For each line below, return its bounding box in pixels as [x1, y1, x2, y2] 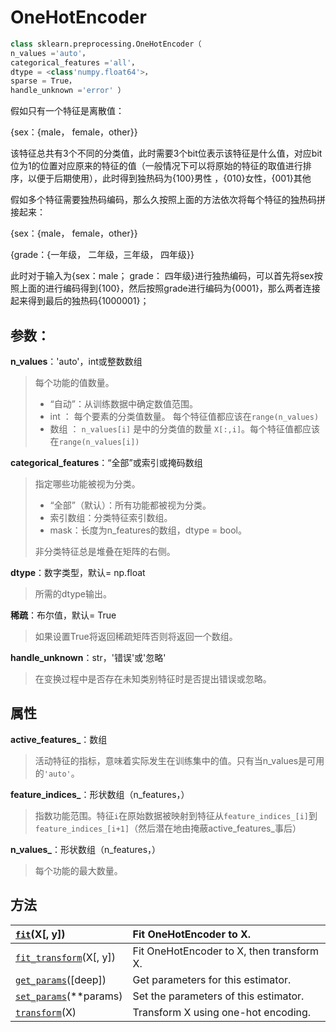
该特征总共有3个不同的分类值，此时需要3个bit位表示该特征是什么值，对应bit [10, 147, 323, 160]
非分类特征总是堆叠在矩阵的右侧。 [34, 546, 176, 557]
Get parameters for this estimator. [132, 972, 292, 986]
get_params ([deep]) [15, 972, 107, 986]
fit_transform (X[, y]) [15, 950, 116, 964]
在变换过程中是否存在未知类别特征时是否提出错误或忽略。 [34, 673, 272, 685]
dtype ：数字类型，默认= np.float [10, 567, 146, 578]
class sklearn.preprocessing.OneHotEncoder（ [10, 39, 202, 49]
